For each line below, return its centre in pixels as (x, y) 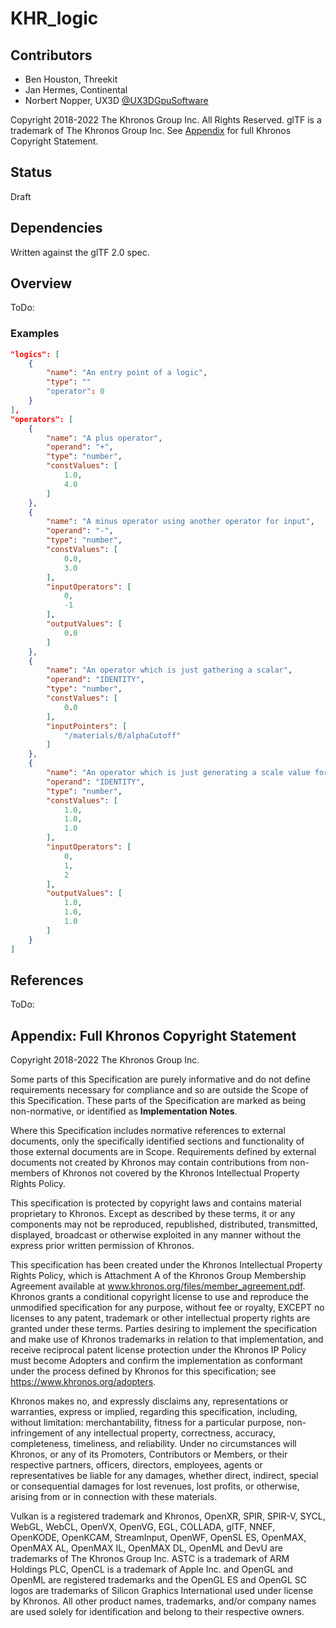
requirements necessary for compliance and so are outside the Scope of (159, 1090)
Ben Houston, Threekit (71, 79)
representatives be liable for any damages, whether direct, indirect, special (164, 1476)
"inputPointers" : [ (87, 726)
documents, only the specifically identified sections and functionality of (157, 1141)
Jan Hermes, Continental (76, 90)
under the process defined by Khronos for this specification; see (143, 1371)
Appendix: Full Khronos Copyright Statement (153, 1035)
